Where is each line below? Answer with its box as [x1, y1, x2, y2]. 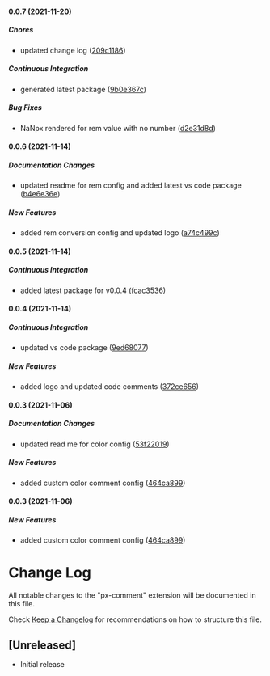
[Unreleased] [8, 638, 77, 652]
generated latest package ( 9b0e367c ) [19, 84, 147, 94]
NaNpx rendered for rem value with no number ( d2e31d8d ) [19, 123, 217, 133]
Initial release [19, 659, 65, 669]
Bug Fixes [8, 103, 43, 112]
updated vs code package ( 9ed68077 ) [19, 343, 149, 353]
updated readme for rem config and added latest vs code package [19, 180, 243, 190]
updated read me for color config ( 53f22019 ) [19, 439, 170, 449]
